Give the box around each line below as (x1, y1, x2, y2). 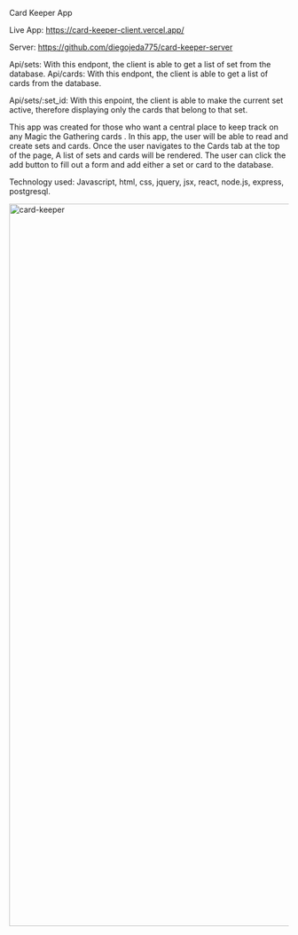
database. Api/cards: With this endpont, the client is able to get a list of (9, 68, 269, 79)
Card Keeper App (9, 8, 73, 18)
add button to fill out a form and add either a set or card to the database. (9, 160, 274, 169)
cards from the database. (9, 78, 102, 88)
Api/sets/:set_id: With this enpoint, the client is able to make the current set (9, 95, 284, 106)
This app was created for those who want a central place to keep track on (9, 122, 279, 132)
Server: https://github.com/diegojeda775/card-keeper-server (9, 42, 233, 52)
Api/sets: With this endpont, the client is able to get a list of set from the (9, 59, 271, 69)
